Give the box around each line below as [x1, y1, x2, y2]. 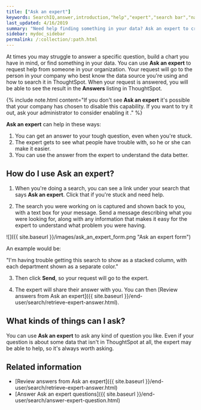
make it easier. [14, 145, 51, 152]
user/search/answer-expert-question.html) [14, 397, 121, 404]
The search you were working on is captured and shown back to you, [14, 202, 186, 209]
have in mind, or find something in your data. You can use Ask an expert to [6, 59, 191, 66]
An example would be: [6, 245, 62, 252]
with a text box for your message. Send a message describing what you [14, 209, 192, 216]
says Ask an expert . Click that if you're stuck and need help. [14, 191, 165, 198]
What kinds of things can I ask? [6, 316, 126, 326]
